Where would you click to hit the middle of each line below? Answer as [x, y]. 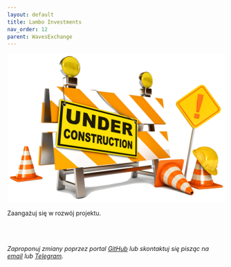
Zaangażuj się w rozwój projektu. [54, 213]
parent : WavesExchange [40, 37]
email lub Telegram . [35, 256]
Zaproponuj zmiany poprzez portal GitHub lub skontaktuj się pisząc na [108, 248]
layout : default [30, 15]
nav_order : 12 [28, 29]
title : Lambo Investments [44, 22]
